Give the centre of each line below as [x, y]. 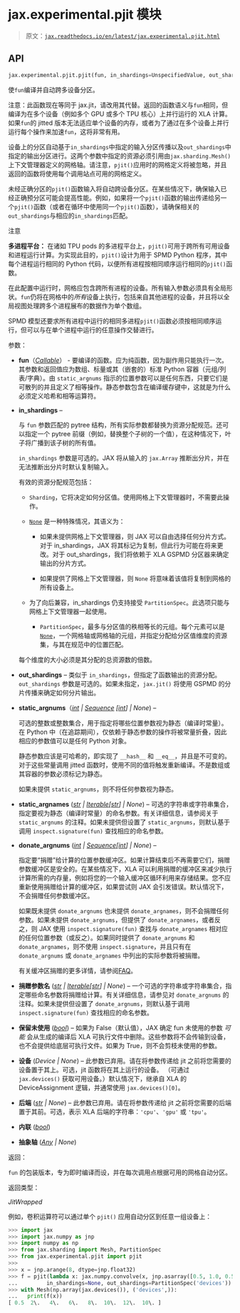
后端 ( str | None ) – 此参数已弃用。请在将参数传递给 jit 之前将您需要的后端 [125, 1102]
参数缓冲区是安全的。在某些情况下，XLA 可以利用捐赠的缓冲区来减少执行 [125, 869]
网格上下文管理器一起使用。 [70, 611]
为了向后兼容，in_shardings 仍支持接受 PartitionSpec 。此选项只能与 [129, 602]
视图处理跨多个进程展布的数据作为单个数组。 [79, 306]
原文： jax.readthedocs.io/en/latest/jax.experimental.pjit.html [122, 36]
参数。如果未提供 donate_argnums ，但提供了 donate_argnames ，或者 [116, 920]
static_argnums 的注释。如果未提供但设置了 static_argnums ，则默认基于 [124, 822]
